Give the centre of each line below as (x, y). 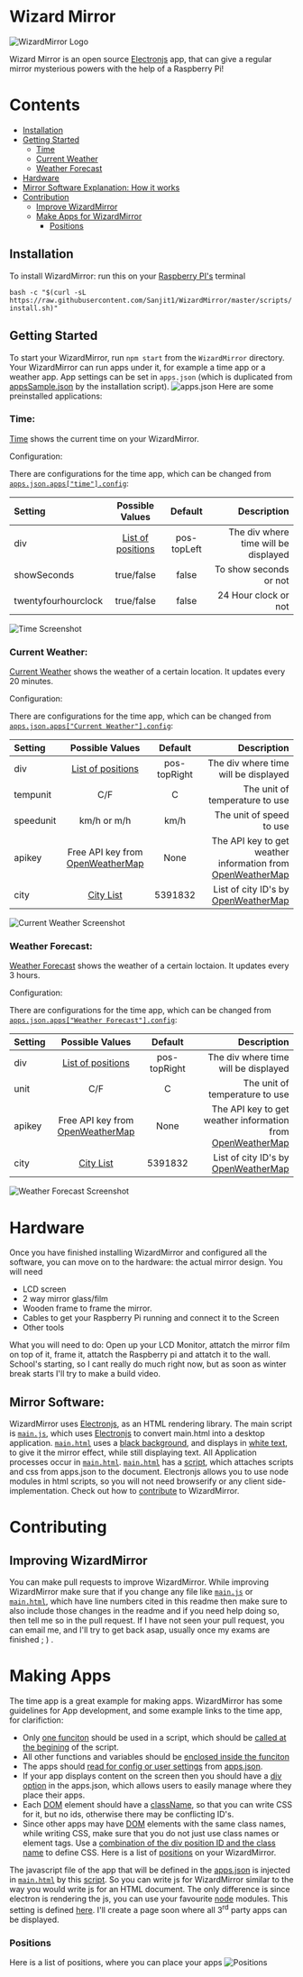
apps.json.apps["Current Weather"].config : (92, 726)
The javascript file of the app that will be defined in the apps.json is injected (150, 1870)
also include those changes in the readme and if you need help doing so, (144, 1611)
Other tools (43, 1328)
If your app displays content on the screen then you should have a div (152, 1776)
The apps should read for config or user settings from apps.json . (142, 1766)
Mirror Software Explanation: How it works (101, 188)
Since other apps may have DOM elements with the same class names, (154, 1824)
